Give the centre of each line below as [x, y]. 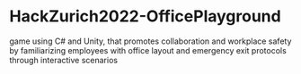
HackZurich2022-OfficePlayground [145, 16]
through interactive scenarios [64, 60]
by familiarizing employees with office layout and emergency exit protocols [148, 50]
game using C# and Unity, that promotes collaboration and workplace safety [150, 41]
